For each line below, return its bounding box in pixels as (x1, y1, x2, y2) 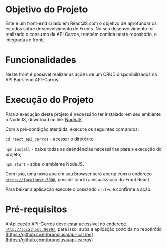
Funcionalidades (5, 54, 77, 66)
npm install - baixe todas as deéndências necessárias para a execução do (5, 146, 162, 152)
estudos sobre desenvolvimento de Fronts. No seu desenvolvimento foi (5, 25, 154, 31)
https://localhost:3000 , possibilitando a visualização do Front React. (5, 176, 151, 182)
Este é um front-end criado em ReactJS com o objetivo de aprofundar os (5, 20, 157, 26)
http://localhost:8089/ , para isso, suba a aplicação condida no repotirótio (5, 226, 162, 232)
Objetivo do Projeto (5, 4, 88, 15)
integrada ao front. (5, 37, 45, 43)
